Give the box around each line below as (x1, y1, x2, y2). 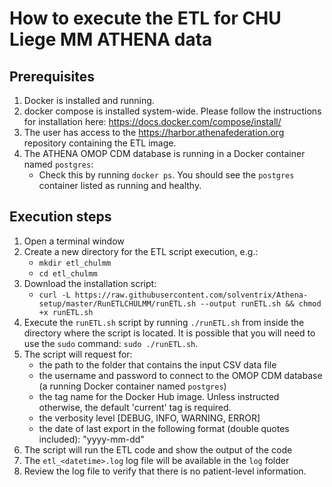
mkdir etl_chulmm (38, 258, 112, 268)
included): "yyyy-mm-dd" (38, 433, 145, 445)
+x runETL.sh (38, 307, 94, 317)
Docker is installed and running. (23, 95, 155, 106)
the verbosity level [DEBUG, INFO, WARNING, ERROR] (38, 412, 261, 424)
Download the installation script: (23, 277, 157, 289)
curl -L (38, 290, 71, 300)
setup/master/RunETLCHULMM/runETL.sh (38, 298, 197, 309)
